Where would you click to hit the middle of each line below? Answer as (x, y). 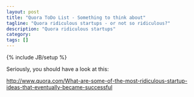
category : (19, 35)
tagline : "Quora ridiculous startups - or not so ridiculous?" (88, 23)
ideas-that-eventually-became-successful (59, 87)
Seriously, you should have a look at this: (58, 69)
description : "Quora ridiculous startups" (61, 29)
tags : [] (17, 40)
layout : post (23, 12)
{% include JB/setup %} (37, 57)
